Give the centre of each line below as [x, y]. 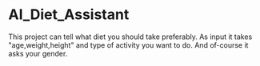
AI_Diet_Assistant [69, 15]
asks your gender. [38, 53]
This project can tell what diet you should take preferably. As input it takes [130, 37]
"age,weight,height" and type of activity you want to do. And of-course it [128, 45]
